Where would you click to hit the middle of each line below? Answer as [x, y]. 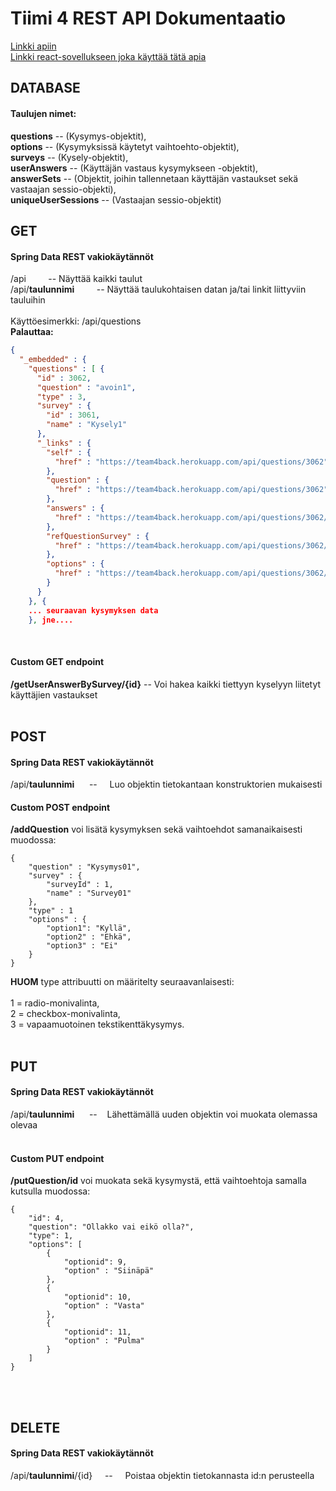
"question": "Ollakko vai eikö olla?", [111, 1227]
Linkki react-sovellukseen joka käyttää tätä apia [108, 56]
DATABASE [45, 88]
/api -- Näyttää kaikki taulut [76, 279]
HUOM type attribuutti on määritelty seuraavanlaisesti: [122, 982]
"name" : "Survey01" [89, 893]
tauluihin [28, 300]
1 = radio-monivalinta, [55, 1003]
